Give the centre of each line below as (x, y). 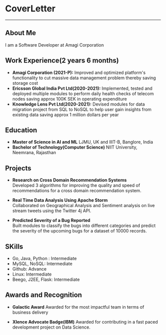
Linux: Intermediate (32, 274)
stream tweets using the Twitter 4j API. (52, 211)
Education (21, 130)
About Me (21, 33)
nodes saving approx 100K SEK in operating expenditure (69, 99)
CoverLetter (30, 9)
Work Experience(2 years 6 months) (62, 61)
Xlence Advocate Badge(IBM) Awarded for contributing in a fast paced (85, 322)
